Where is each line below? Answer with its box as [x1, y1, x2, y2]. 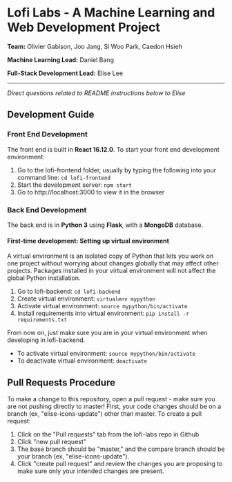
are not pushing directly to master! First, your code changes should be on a [7, 402, 222, 410]
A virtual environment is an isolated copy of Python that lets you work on [7, 252, 214, 260]
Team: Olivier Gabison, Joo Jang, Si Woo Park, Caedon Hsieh [7, 42, 183, 50]
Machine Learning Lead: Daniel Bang [7, 55, 114, 63]
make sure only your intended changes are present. [17, 467, 164, 475]
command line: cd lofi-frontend [17, 173, 111, 181]
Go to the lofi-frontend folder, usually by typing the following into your [17, 165, 216, 174]
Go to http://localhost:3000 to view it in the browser [17, 188, 165, 196]
